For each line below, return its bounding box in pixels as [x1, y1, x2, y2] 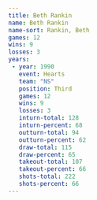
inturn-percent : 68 [18, 121, 83, 129]
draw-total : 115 [18, 143, 73, 151]
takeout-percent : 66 [18, 165, 87, 173]
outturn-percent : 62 [18, 135, 87, 144]
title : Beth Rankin [8, 11, 73, 20]
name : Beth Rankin [8, 19, 69, 27]
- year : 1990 [11, 63, 55, 71]
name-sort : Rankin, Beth [8, 26, 90, 34]
